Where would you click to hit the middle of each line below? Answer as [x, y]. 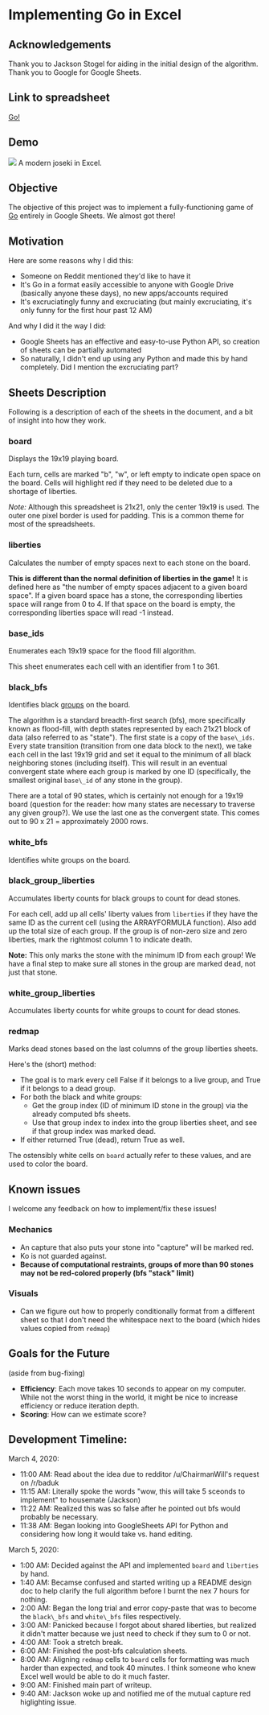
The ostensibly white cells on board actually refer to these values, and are [130, 1156]
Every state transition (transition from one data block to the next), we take [130, 746]
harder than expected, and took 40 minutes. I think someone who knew [138, 1668]
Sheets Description [57, 392]
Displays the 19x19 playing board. [63, 459]
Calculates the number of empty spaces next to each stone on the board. [129, 563]
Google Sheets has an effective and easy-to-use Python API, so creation [140, 342]
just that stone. [33, 972]
